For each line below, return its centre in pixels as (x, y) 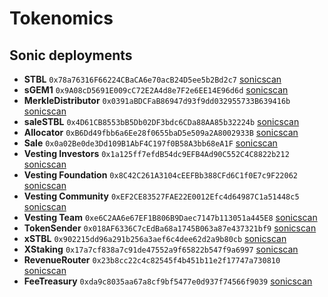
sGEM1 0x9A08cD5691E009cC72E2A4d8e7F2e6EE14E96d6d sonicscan (156, 90)
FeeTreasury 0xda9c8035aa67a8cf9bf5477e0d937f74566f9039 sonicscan (168, 281)
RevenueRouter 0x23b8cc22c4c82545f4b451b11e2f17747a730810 (152, 260)
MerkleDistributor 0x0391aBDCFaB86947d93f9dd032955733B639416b (157, 100)
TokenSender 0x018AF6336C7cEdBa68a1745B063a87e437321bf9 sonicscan (170, 228)
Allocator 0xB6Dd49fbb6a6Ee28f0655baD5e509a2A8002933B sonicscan (161, 132)
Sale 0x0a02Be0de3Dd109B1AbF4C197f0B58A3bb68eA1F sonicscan (150, 143)
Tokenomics (61, 18)
